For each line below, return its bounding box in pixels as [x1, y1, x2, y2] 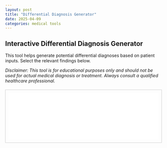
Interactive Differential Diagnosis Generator [5, 39, 143, 48]
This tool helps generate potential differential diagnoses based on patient [5, 52, 155, 58]
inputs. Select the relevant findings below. [5, 58, 91, 64]
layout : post [5, 7, 32, 12]
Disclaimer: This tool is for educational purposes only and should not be [5, 67, 153, 73]
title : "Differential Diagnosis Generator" [5, 12, 97, 17]
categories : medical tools [5, 21, 61, 26]
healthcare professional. [5, 78, 56, 84]
